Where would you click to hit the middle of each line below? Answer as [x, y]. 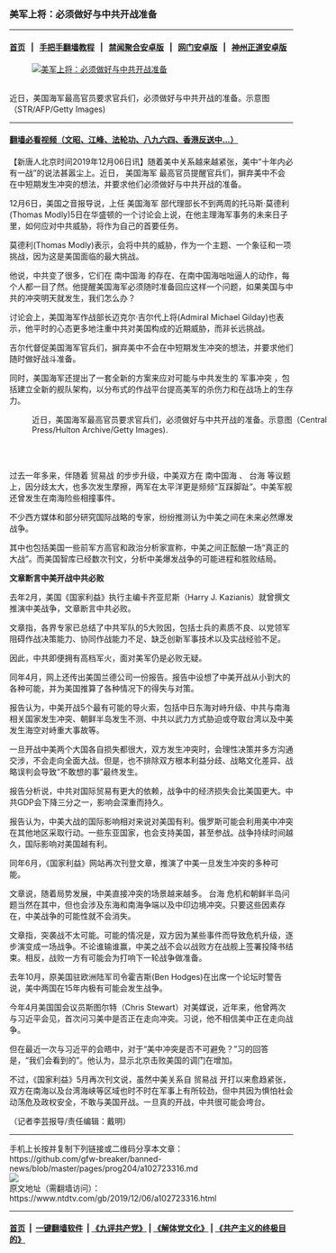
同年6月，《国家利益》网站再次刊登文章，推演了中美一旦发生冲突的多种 [140, 863]
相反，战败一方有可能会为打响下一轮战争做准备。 [116, 957]
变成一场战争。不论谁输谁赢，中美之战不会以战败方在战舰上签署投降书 [155, 946]
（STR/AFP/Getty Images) [58, 109]
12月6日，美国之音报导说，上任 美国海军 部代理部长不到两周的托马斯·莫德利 [150, 203]
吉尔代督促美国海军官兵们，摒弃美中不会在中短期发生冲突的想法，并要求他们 [151, 347]
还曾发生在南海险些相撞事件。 [64, 498]
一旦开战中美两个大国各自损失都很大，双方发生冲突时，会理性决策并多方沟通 [151, 749]
